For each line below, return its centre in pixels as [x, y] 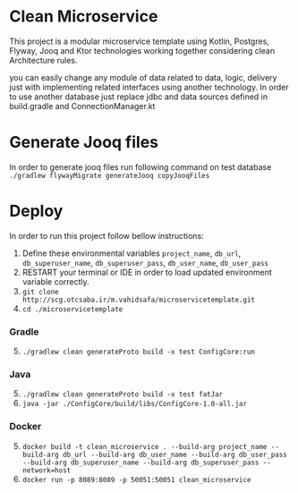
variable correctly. [55, 281]
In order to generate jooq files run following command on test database [140, 166]
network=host [47, 470]
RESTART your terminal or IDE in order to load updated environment [147, 272]
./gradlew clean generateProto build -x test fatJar [123, 395]
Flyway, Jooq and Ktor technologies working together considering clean [142, 50]
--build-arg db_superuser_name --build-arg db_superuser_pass [140, 463]
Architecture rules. [43, 60]
